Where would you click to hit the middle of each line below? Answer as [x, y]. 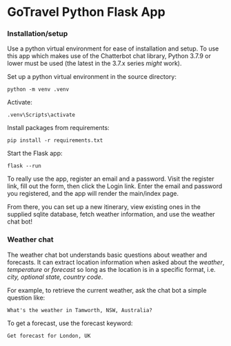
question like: [26, 298]
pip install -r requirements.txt [55, 140]
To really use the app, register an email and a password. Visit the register [111, 179]
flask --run [24, 166]
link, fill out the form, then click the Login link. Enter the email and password [115, 186]
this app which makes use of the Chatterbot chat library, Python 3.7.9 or [109, 56]
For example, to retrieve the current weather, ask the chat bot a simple [107, 290]
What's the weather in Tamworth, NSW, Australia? [80, 310]
